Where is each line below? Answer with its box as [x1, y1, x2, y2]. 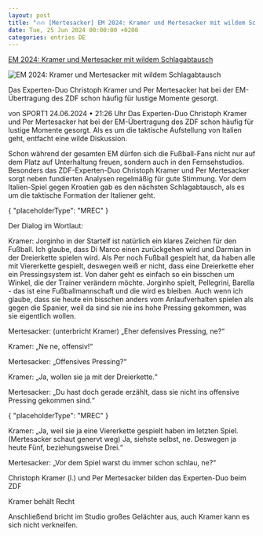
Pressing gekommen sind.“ [8, 396, 96, 405]
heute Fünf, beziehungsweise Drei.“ [8, 443, 123, 452]
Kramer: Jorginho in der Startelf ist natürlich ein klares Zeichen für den [8, 236, 237, 246]
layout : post [8, 11, 51, 20]
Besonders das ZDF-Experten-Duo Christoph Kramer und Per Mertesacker [8, 166, 250, 175]
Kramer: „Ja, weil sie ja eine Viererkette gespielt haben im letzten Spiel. [8, 426, 239, 436]
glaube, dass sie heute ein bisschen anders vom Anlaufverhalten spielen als [8, 295, 254, 304]
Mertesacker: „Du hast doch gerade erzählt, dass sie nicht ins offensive [8, 388, 239, 397]
